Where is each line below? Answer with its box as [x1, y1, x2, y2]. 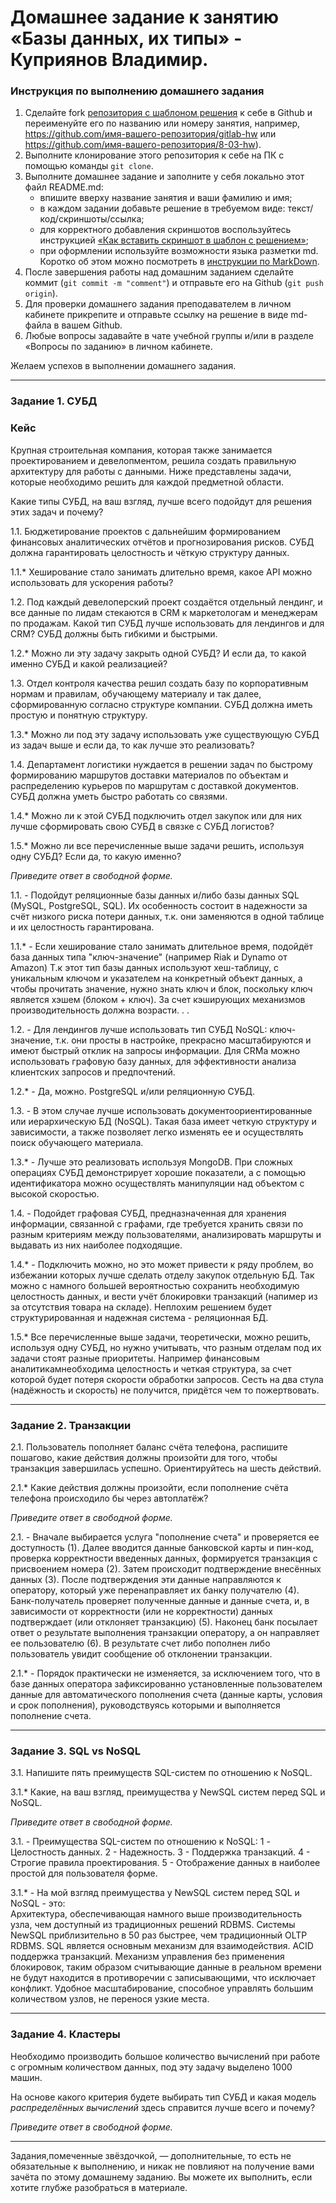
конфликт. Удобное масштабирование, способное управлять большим [10, 1982, 314, 1995]
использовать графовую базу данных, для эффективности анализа [10, 1055, 297, 1067]
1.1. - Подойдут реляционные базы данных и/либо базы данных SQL [10, 889, 300, 901]
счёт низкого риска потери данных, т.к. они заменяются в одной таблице [10, 910, 325, 922]
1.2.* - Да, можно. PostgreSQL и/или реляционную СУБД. [10, 1085, 256, 1097]
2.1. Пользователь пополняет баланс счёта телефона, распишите [10, 1441, 288, 1453]
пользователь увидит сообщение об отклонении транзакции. [10, 1648, 273, 1660]
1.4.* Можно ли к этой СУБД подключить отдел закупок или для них [10, 809, 303, 821]
